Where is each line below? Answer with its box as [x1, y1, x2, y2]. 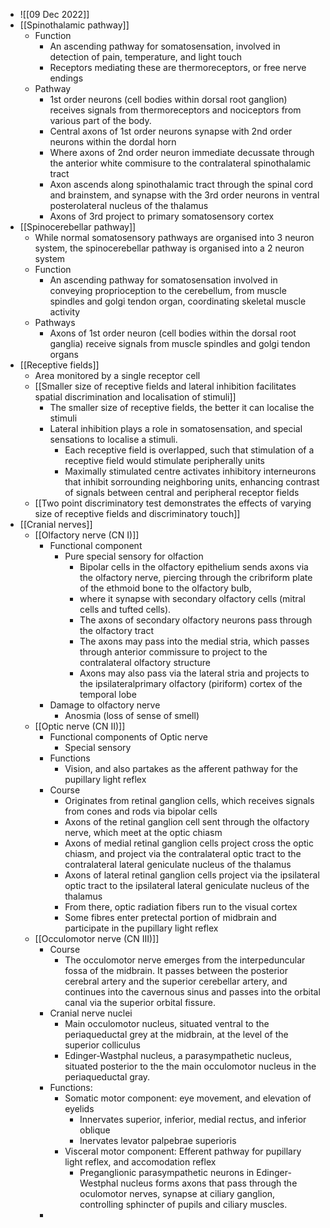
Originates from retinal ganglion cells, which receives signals [64, 795, 315, 806]
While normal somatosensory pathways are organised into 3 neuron [34, 232, 315, 243]
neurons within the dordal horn [49, 136, 177, 148]
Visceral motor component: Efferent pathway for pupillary [64, 1145, 302, 1157]
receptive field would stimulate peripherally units [64, 455, 265, 466]
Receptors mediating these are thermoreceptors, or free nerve [49, 62, 307, 73]
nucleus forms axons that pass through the [120, 1177, 298, 1189]
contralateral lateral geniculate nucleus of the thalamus [64, 859, 292, 870]
